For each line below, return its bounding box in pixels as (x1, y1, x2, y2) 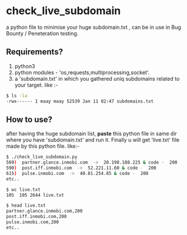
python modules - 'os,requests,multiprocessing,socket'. (14, 69, 150, 76)
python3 (14, 62, 35, 69)
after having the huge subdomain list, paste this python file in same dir (6, 130, 178, 137)
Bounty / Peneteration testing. (6, 29, 79, 37)
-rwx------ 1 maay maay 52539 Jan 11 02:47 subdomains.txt (6, 98, 154, 104)
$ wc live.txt (6, 187, 41, 193)
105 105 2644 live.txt (6, 192, 65, 198)
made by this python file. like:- (6, 143, 80, 150)
